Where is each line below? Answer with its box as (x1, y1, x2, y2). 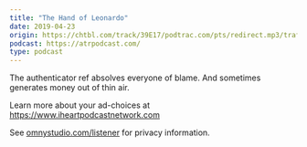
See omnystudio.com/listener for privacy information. (9, 127, 210, 138)
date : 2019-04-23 (9, 22, 76, 31)
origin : (9, 30, 39, 39)
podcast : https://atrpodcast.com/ (9, 38, 142, 48)
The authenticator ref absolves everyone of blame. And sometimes (9, 72, 261, 83)
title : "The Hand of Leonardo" (9, 13, 129, 23)
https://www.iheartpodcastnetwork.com (9, 110, 160, 121)
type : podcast (9, 47, 64, 57)
